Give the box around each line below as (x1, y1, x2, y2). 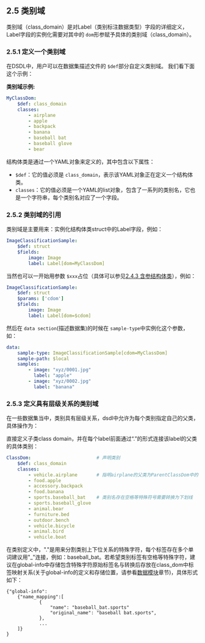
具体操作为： (6, 422, 38, 430)
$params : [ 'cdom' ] (17, 296, 64, 302)
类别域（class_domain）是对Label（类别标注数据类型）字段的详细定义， (6, 23, 188, 30)
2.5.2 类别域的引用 (6, 210, 62, 219)
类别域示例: (6, 83, 35, 90)
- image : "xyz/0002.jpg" (28, 378, 92, 385)
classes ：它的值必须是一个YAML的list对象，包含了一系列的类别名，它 (15, 186, 190, 193)
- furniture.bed (28, 511, 70, 517)
